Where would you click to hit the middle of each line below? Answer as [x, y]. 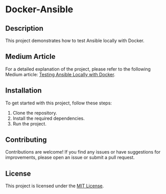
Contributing [26, 140]
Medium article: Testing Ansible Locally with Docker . [61, 74]
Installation [23, 91]
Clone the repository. [35, 113]
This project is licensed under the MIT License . [55, 186]
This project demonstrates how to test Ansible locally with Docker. [75, 40]
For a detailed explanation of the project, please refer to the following [78, 69]
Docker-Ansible [39, 9]
